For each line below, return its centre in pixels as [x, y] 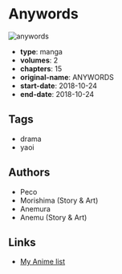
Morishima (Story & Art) [59, 200]
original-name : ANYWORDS [67, 77]
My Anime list [43, 262]
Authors [29, 173]
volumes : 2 [39, 60]
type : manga [41, 51]
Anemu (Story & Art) [53, 217]
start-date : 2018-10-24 [59, 86]
